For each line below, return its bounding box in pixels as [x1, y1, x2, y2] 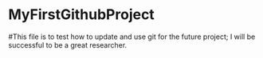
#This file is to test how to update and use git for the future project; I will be [8, 32, 256, 41]
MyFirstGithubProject [8, 6, 155, 24]
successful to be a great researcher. [8, 40, 128, 49]
